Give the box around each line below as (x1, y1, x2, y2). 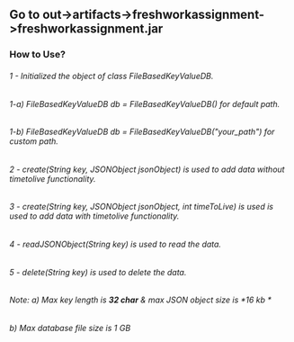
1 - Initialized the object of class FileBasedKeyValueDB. (9, 70, 214, 81)
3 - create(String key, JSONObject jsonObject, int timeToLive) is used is (9, 202, 274, 212)
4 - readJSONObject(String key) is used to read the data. (9, 238, 222, 249)
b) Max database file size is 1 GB (9, 322, 131, 333)
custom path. (9, 136, 58, 147)
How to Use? (9, 49, 66, 61)
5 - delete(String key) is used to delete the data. (9, 266, 187, 277)
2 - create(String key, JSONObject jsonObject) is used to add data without (9, 164, 285, 175)
